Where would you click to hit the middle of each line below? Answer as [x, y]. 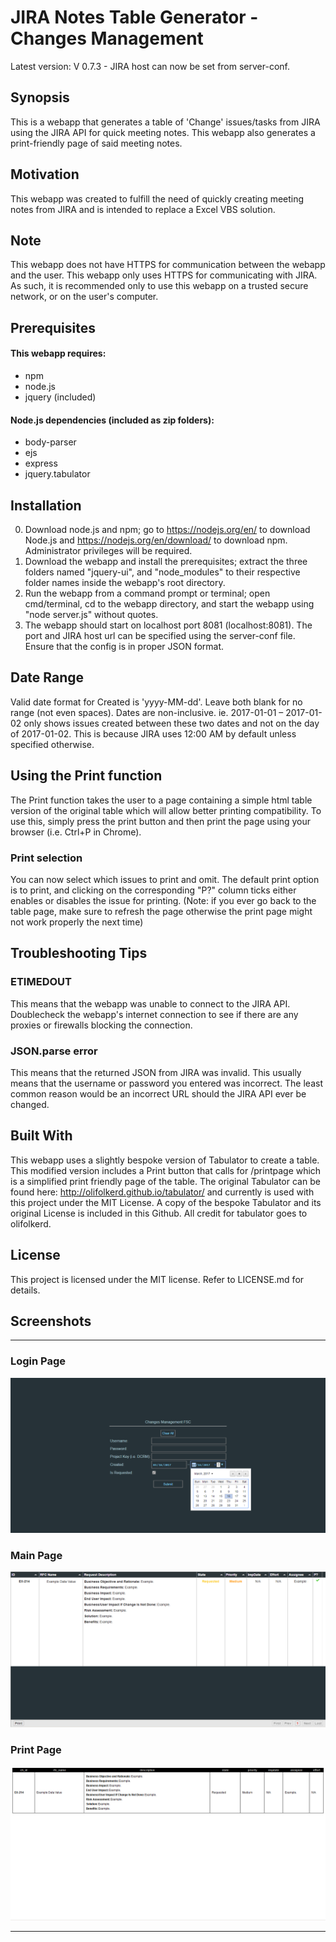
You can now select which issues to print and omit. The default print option [165, 879]
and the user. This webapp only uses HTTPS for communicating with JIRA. [164, 275]
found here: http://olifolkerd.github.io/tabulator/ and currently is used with [162, 1192]
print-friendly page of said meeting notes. [96, 143]
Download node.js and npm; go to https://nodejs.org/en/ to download [167, 529]
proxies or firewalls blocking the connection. [101, 1025]
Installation [46, 505]
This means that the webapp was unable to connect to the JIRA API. [150, 1003]
